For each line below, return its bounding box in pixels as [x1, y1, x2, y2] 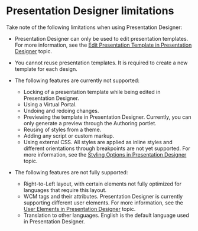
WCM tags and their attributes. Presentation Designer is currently [23, 193, 183, 200]
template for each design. [14, 65, 78, 72]
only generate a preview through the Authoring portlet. [23, 119, 157, 126]
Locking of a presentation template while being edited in [23, 88, 161, 95]
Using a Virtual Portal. [23, 100, 77, 108]
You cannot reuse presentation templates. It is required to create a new [14, 59, 188, 66]
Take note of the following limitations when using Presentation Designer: [6, 24, 183, 31]
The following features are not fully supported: [14, 168, 128, 175]
